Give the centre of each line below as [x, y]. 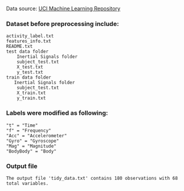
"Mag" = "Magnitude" [32, 146]
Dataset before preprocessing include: [63, 24]
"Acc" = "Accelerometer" [37, 135]
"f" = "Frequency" [29, 130]
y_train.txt [31, 98]
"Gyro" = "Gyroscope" [33, 141]
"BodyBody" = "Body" [32, 151]
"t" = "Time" [22, 125]
